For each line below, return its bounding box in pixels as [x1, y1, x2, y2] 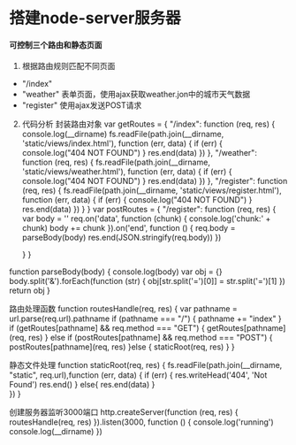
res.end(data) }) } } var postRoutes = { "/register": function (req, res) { [21, 204, 277, 215]
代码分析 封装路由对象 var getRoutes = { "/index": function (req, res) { [21, 119, 276, 129]
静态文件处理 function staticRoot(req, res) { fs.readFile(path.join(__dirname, [9, 360, 283, 371]
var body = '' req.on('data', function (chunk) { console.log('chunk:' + [21, 213, 271, 224]
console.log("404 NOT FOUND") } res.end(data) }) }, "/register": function [21, 176, 288, 187]
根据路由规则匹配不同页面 [21, 61, 116, 72]
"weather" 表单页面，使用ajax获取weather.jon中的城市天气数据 [21, 89, 251, 100]
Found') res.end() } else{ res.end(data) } [9, 380, 156, 390]
